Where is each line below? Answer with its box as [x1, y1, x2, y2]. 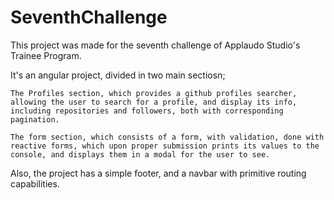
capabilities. [10, 177, 60, 190]
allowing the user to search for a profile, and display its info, [10, 97, 298, 107]
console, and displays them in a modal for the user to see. [10, 149, 271, 160]
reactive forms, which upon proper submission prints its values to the [10, 141, 320, 151]
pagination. [10, 114, 60, 125]
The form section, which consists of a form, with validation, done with [10, 132, 325, 142]
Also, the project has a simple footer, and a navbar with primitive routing [10, 167, 307, 179]
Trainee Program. [10, 49, 82, 61]
